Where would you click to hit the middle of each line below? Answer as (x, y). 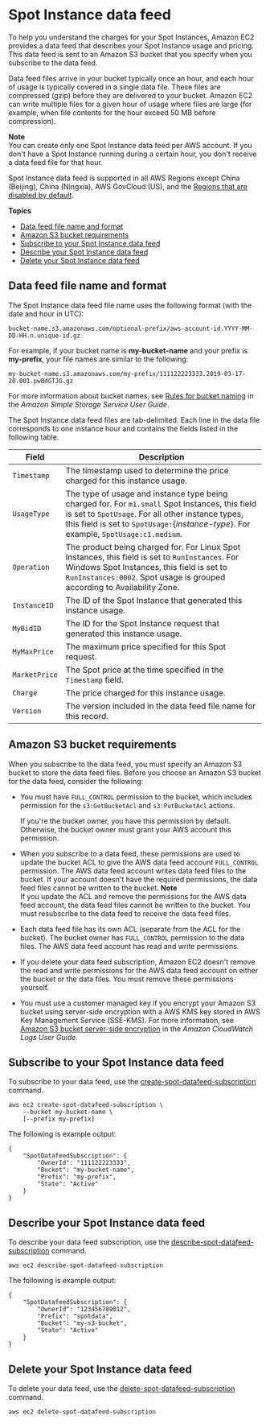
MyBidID (27, 628)
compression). (32, 121)
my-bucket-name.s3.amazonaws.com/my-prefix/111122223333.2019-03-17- (127, 374)
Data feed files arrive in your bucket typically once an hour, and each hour (131, 78)
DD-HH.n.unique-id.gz (45, 336)
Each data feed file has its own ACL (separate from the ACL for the (130, 929)
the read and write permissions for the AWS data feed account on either (139, 970)
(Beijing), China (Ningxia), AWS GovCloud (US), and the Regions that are (128, 186)
